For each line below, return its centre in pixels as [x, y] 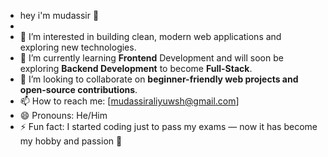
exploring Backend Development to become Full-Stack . [136, 68]
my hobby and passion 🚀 [71, 141]
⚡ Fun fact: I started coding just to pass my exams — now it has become [168, 126]
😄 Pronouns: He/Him [63, 115]
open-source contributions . [78, 89]
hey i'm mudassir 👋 [59, 15]
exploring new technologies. [78, 47]
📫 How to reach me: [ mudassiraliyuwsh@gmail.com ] [129, 101]
